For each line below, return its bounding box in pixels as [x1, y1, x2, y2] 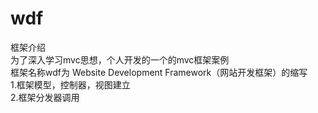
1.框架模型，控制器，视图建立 [10, 78, 131, 91]
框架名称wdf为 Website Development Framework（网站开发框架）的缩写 [10, 66, 308, 78]
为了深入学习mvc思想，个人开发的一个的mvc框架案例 [10, 53, 230, 66]
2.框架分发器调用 [10, 91, 80, 103]
